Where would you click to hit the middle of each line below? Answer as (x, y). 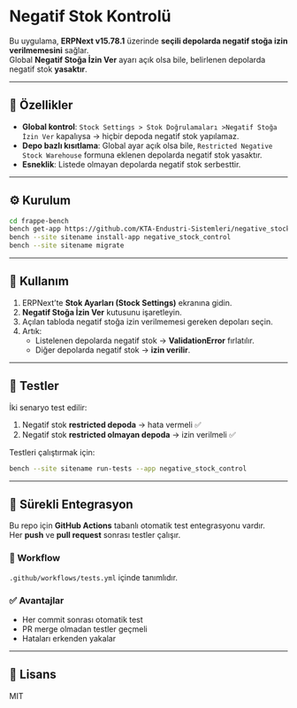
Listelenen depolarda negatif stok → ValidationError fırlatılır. (145, 340)
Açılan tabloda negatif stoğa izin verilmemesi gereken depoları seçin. (147, 322)
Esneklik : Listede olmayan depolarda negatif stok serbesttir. (131, 164)
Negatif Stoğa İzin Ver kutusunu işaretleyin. (102, 312)
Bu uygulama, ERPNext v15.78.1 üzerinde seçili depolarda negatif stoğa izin (148, 41)
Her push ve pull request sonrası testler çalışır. (95, 535)
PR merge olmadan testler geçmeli (84, 629)
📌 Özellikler (41, 105)
